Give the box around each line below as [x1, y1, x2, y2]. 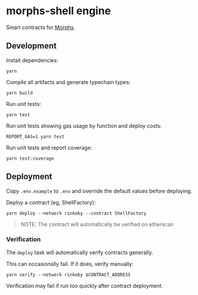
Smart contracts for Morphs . [6, 24, 76, 31]
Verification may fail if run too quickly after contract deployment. [6, 282, 164, 289]
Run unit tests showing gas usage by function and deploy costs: [6, 122, 162, 129]
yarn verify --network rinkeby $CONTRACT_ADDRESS [6, 271, 131, 278]
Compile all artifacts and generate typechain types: [6, 78, 131, 85]
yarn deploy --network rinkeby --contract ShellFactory [6, 210, 147, 216]
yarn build [6, 90, 33, 96]
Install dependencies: [6, 56, 59, 63]
